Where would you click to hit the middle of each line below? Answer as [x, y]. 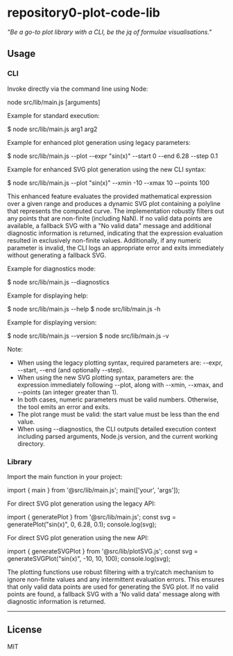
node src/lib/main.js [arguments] [54, 102]
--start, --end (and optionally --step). [70, 370]
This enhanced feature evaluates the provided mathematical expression [110, 196]
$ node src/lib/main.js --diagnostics [58, 282]
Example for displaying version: [52, 322]
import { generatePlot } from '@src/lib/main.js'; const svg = [92, 517]
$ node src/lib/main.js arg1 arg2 [52, 129]
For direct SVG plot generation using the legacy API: [81, 503]
